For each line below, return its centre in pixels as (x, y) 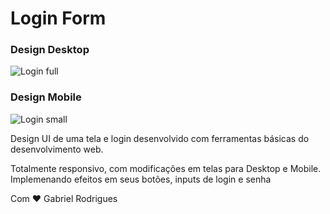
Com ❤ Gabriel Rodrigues (64, 198)
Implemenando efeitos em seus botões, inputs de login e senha (141, 179)
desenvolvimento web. (57, 149)
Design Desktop (50, 50)
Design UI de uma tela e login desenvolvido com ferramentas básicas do (160, 138)
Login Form (58, 18)
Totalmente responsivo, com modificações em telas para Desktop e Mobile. (166, 168)
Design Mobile (46, 97)
